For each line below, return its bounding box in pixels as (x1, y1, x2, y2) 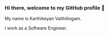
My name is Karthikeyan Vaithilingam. (4, 16, 82, 22)
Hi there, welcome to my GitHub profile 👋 (4, 4, 105, 11)
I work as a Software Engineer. (4, 25, 68, 31)
